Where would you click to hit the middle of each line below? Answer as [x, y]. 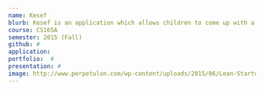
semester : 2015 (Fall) [45, 37]
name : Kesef [27, 15]
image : [19, 74]
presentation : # [35, 67]
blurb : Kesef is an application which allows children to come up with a [132, 23]
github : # [24, 45]
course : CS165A [33, 30]
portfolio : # [31, 59]
